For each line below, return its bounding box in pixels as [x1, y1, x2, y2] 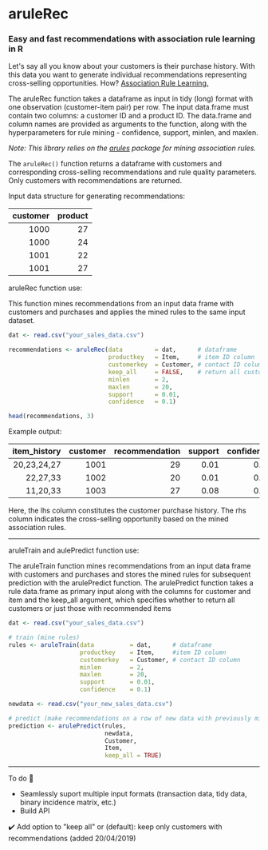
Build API [19, 806, 50, 816]
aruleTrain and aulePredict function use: [8, 545, 140, 556]
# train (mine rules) [8, 633, 81, 642]
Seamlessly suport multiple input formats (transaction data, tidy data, [19, 789, 247, 799]
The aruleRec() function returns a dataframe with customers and [8, 159, 222, 169]
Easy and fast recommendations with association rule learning [8, 34, 255, 45]
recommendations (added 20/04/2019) [8, 833, 136, 844]
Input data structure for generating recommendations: [8, 191, 186, 201]
